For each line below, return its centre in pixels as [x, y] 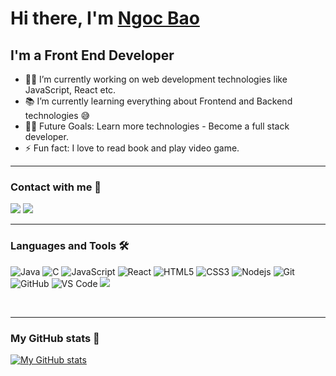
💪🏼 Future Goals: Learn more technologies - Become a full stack [157, 126]
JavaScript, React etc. [70, 90]
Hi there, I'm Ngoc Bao [105, 18]
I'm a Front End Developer [92, 55]
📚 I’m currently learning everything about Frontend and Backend [158, 101]
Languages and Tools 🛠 [70, 246]
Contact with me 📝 [56, 187]
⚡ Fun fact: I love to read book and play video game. [132, 148]
